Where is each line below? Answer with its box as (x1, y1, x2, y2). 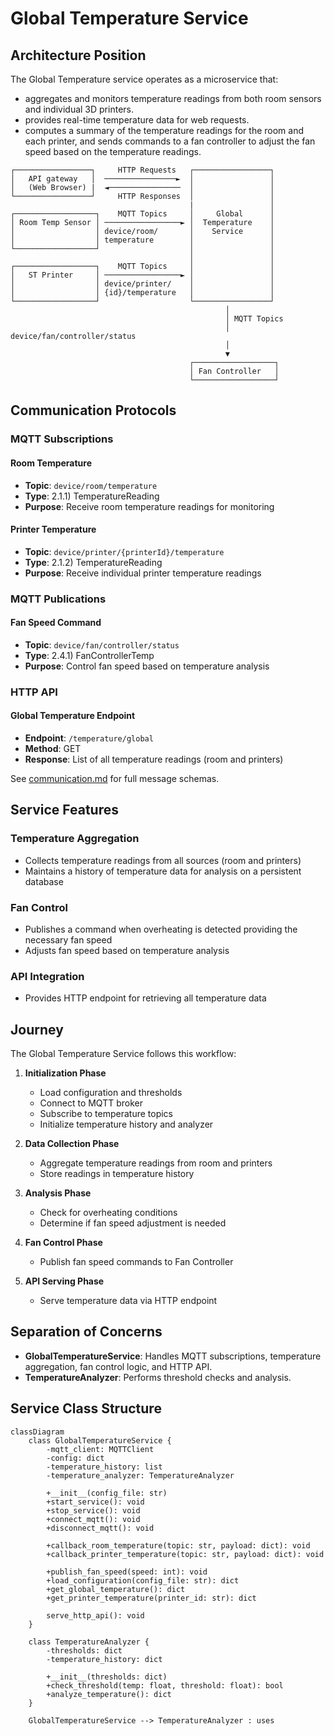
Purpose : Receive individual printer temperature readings (24, 567, 262, 579)
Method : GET (24, 742, 82, 754)
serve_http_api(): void (46, 1610, 145, 1621)
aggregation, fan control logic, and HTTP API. (24, 1360, 213, 1372)
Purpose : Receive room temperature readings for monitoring (24, 500, 275, 512)
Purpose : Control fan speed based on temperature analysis (24, 660, 270, 672)
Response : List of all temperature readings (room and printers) (24, 753, 284, 765)
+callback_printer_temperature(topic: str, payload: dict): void (46, 1549, 325, 1559)
